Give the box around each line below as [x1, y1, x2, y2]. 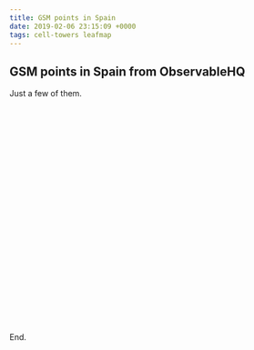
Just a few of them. [9, 88, 82, 99]
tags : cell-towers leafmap [9, 30, 112, 39]
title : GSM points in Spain [9, 13, 117, 23]
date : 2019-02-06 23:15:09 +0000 [9, 22, 137, 31]
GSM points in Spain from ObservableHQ [9, 64, 246, 79]
